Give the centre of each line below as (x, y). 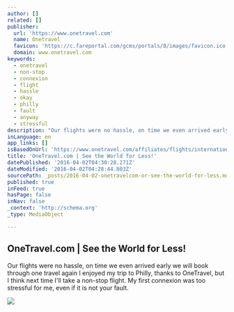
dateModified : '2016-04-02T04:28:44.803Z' (70, 169)
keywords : (22, 59)
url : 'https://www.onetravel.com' (63, 33)
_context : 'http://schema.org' (53, 208)
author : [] (23, 14)
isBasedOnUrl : (28, 150)
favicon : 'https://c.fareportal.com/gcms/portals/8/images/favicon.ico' (121, 46)
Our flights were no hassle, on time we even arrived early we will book (108, 265)
